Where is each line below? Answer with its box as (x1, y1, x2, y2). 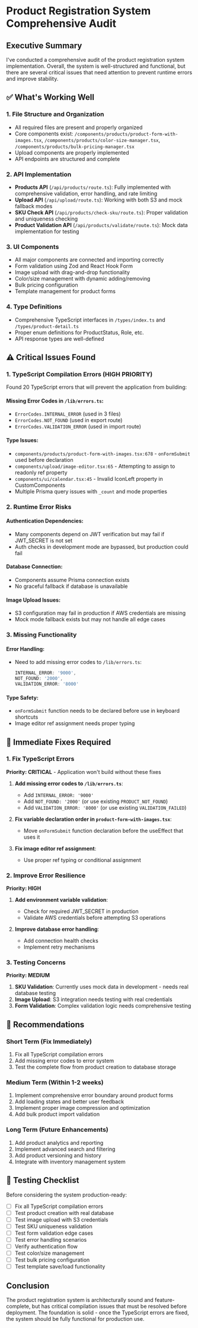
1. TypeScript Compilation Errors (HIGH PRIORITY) (6, 370, 153, 378)
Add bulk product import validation (14, 1110, 100, 1118)
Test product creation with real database (14, 1209, 114, 1216)
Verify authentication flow (14, 1242, 78, 1250)
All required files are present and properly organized (14, 124, 143, 131)
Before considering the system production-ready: (6, 1191, 127, 1198)
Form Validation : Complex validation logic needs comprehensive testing (14, 1002, 191, 1009)
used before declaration (14, 456, 74, 463)
